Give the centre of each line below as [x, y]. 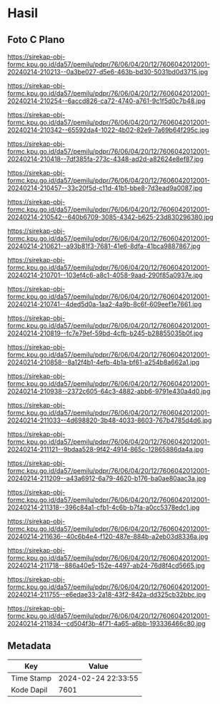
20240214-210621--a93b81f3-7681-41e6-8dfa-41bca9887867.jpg [104, 246]
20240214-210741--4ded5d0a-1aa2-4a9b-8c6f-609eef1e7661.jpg [105, 304]
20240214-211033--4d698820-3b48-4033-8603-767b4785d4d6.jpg [110, 420]
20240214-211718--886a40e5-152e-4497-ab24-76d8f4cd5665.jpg [106, 565]
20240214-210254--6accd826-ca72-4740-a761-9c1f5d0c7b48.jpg [106, 101]
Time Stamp [31, 678]
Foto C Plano [36, 40]
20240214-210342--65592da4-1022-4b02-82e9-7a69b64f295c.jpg [108, 130]
